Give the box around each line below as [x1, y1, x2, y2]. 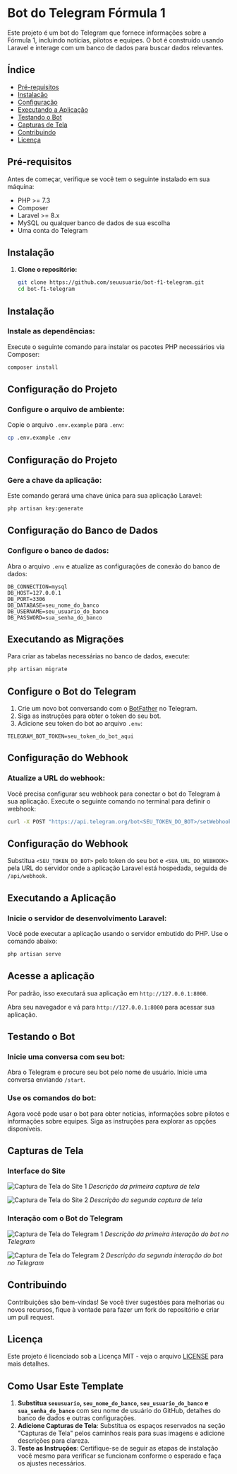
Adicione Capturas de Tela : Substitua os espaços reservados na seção [17, 1422, 226, 1430]
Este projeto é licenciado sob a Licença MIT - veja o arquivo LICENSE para [7, 1352, 224, 1361]
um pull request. [7, 1313, 55, 1321]
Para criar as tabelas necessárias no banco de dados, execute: [7, 652, 190, 661]
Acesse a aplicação [7, 970, 95, 982]
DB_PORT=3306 [7, 595, 46, 602]
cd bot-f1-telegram [17, 285, 75, 293]
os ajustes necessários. [17, 1459, 87, 1468]
